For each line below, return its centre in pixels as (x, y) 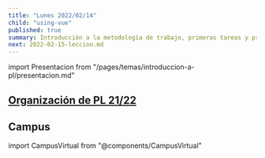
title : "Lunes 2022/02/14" (52, 15)
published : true (35, 30)
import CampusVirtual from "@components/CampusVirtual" (105, 145)
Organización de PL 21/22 (72, 100)
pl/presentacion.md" (41, 75)
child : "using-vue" (40, 23)
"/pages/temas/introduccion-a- (144, 67)
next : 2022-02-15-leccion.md (56, 45)
